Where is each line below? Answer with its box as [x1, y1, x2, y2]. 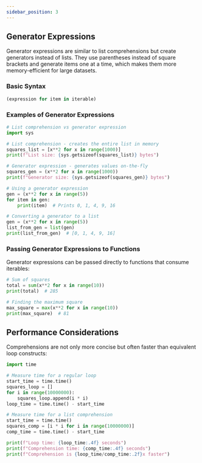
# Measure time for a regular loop [6, 372, 97, 379]
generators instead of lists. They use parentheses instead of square [6, 54, 176, 61]
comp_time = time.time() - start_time [6, 429, 105, 435]
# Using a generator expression [6, 185, 88, 192]
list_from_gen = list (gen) [6, 225, 75, 231]
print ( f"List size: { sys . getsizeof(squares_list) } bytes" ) [6, 152, 159, 158]
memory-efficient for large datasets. [6, 67, 97, 74]
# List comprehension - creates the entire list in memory [6, 141, 159, 147]
